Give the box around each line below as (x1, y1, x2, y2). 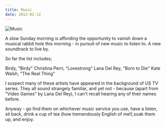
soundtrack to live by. (5, 46, 50, 52)
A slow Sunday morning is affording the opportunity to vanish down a (5, 35, 147, 41)
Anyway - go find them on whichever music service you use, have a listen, (5, 106, 158, 112)
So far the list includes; (5, 55, 52, 61)
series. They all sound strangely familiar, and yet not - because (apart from (5, 85, 159, 91)
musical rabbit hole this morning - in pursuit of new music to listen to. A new (5, 40, 161, 46)
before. (5, 96, 20, 102)
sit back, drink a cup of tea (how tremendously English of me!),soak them (5, 111, 156, 117)
